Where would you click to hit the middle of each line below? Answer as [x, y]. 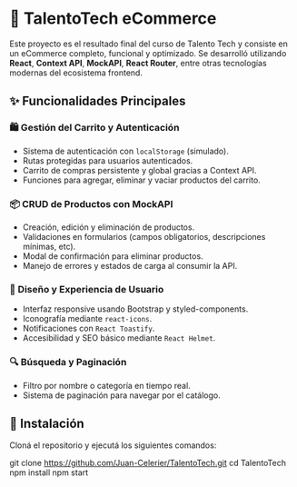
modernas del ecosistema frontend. [76, 73]
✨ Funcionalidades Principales [98, 101]
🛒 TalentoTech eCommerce [113, 19]
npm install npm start [49, 472]
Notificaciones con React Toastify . [89, 328]
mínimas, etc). [49, 246]
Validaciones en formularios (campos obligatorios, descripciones [144, 236]
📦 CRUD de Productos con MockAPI [91, 204]
